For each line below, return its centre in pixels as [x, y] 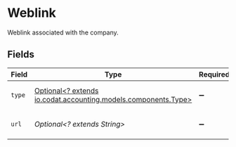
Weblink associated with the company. [63, 32]
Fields [21, 55]
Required [215, 74]
